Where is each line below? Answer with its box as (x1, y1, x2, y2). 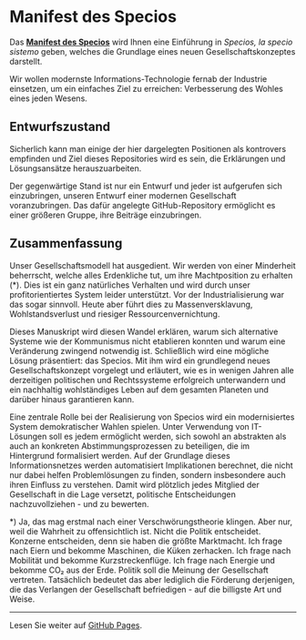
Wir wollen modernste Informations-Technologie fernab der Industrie (9, 73, 268, 84)
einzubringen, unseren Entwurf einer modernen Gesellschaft (9, 189, 237, 201)
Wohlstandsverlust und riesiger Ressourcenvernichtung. (9, 308, 220, 320)
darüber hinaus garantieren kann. (9, 393, 135, 404)
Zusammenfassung (9, 236, 123, 251)
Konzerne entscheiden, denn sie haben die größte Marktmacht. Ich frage (9, 535, 282, 546)
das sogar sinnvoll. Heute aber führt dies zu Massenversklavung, (9, 299, 253, 310)
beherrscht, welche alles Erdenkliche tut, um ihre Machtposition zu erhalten (9, 269, 293, 280)
